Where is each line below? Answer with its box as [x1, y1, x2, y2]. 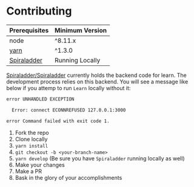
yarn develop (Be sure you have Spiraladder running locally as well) [15, 154, 185, 162]
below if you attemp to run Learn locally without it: [6, 84, 131, 91]
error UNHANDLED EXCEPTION [6, 96, 75, 102]
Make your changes [15, 161, 65, 168]
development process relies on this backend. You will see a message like [6, 77, 189, 85]
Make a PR [15, 168, 42, 175]
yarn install [15, 143, 48, 149]
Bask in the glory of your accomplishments [15, 174, 122, 181]
